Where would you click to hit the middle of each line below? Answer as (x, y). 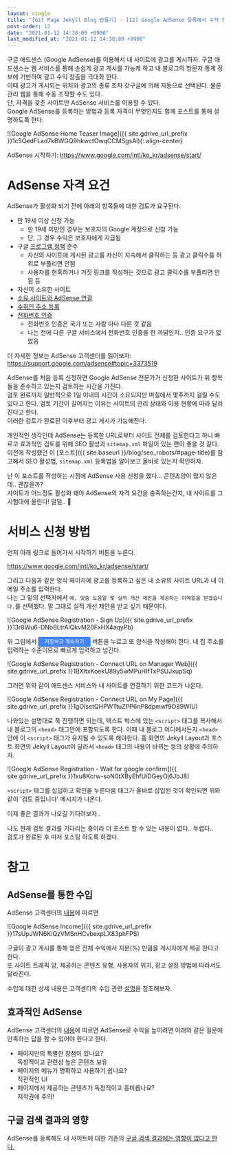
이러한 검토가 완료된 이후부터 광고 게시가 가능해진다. (77, 421)
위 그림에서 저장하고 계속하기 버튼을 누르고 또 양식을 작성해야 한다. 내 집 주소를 (115, 642)
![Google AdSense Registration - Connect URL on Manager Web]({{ (102, 664)
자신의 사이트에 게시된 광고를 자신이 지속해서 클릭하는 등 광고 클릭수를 (121, 255)
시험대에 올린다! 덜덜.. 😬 (40, 502)
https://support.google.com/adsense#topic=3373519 (82, 364)
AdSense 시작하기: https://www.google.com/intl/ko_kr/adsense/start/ (104, 155)
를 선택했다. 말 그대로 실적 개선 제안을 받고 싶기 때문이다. (91, 606)
